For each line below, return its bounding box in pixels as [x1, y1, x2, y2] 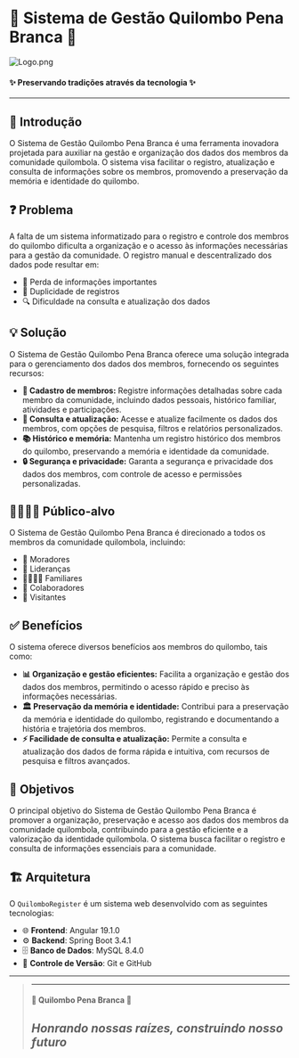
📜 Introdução [9, 114, 83, 129]
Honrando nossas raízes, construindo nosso [30, 1021, 284, 1036]
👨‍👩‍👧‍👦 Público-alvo [9, 504, 116, 519]
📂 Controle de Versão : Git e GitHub [21, 957, 152, 968]
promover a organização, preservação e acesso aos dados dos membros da [9, 815, 289, 825]
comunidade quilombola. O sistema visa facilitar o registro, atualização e [9, 156, 276, 168]
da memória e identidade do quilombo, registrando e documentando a [21, 714, 279, 725]
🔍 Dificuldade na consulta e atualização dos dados [21, 296, 211, 307]
